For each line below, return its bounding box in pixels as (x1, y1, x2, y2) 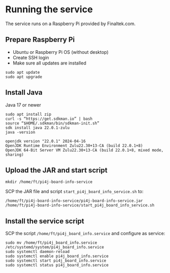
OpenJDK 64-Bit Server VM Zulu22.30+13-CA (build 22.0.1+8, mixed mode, (5, 148, 164, 153)
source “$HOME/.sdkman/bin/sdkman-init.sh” (5, 120, 100, 126)
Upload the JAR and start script (5, 165, 108, 175)
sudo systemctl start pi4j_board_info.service (5, 258, 107, 263)
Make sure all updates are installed (12, 60, 87, 66)
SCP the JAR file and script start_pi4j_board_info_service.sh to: (5, 188, 144, 195)
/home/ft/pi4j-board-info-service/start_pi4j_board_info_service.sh (5, 203, 155, 208)
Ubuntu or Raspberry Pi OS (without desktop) (12, 49, 109, 55)
